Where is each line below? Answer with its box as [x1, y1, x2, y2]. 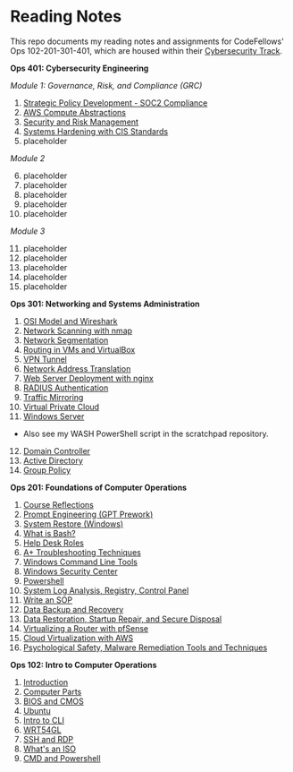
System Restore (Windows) [22, 518, 124, 529]
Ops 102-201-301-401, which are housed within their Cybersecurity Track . [10, 45, 282, 56]
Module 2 [10, 152, 46, 163]
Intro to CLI [22, 715, 65, 725]
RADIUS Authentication [22, 382, 109, 393]
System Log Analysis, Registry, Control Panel [22, 585, 189, 596]
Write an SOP [22, 594, 73, 605]
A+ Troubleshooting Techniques [22, 546, 141, 557]
